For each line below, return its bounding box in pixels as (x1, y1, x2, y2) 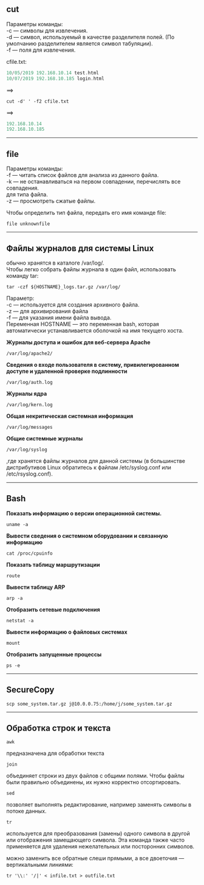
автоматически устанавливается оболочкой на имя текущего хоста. (6, 327, 184, 334)
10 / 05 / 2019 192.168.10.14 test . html (6, 69, 99, 76)
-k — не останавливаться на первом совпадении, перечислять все (6, 178, 181, 186)
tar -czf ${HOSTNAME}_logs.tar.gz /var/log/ (6, 283, 121, 290)
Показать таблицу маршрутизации (6, 561, 100, 568)
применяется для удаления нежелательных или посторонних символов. (6, 843, 195, 850)
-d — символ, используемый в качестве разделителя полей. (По (6, 33, 175, 41)
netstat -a (6, 617, 34, 623)
